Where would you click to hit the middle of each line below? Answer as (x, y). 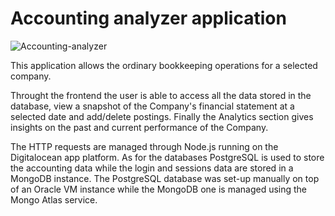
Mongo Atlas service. (54, 199)
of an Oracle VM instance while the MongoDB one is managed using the (159, 189)
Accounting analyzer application (148, 18)
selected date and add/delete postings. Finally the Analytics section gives (162, 116)
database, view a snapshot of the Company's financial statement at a (152, 106)
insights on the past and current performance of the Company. (139, 127)
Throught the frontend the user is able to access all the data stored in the (161, 95)
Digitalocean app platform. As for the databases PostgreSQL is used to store (167, 157)
